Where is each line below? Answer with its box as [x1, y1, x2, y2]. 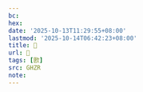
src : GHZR [8, 64, 42, 72]
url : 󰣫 [8, 49, 30, 57]
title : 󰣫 [8, 42, 38, 50]
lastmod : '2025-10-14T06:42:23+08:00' [8, 34, 137, 42]
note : [8, 71, 26, 79]
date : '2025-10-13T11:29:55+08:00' [8, 26, 127, 34]
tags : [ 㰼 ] [8, 57, 44, 65]
